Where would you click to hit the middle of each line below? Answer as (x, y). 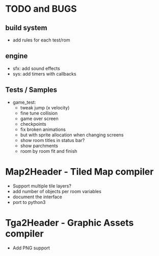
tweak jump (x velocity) (45, 107)
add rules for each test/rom (41, 40)
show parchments (39, 146)
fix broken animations (43, 129)
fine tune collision (39, 113)
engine (17, 56)
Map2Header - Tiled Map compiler (79, 171)
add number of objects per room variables (57, 191)
